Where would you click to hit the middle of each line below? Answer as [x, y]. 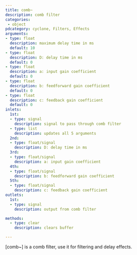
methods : [14, 218]
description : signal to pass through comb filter [68, 124]
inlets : [13, 110]
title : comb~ [19, 10]
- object [17, 24]
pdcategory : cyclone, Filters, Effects [47, 29]
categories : [18, 19]
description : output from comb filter [55, 209]
